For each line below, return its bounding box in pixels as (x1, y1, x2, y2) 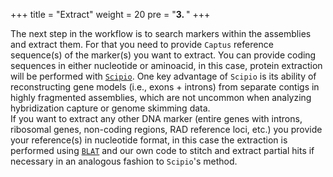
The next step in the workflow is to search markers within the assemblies (10, 28, 312, 39)
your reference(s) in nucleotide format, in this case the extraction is (10, 134, 288, 146)
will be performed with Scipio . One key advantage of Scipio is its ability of (10, 70, 317, 82)
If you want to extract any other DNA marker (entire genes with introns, (10, 113, 303, 124)
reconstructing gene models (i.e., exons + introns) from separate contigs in (10, 81, 320, 93)
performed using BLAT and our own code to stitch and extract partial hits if (10, 145, 315, 156)
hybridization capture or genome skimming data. (10, 102, 211, 114)
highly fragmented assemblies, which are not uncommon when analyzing (10, 92, 312, 103)
